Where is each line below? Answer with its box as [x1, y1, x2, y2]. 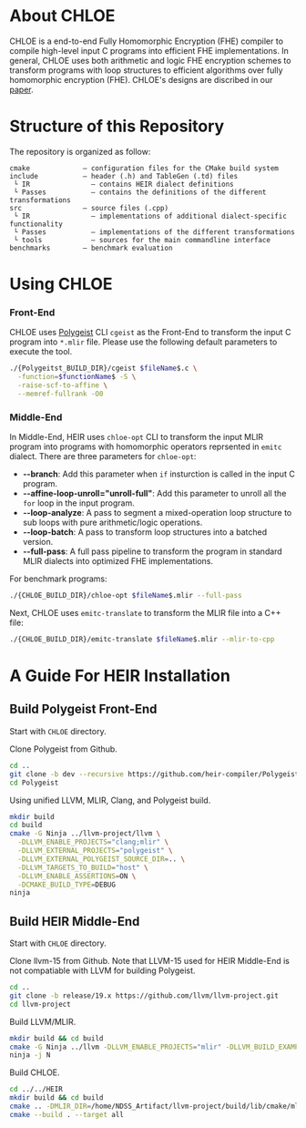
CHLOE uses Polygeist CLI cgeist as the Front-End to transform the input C [9, 327, 291, 338]
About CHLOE [9, 5, 116, 26]
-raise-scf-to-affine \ [17, 381, 107, 390]
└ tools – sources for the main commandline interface [13, 235, 271, 244]
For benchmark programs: [9, 573, 107, 584]
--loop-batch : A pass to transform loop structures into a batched [22, 527, 267, 538]
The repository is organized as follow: [9, 146, 151, 157]
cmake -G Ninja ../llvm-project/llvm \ [9, 829, 161, 838]
